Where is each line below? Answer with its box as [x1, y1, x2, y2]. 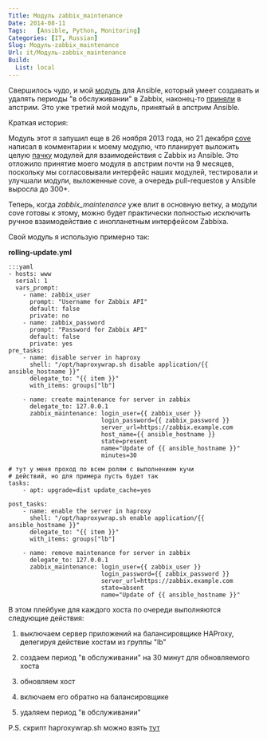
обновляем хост [19, 676, 76, 686]
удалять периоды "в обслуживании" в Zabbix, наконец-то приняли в [8, 93, 241, 104]
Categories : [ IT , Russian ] [8, 33, 98, 42]
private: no [29, 312, 69, 320]
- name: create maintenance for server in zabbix [22, 396, 191, 403]
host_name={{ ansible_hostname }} [100, 430, 216, 439]
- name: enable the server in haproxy [22, 507, 151, 515]
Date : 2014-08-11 [8, 19, 66, 27]
